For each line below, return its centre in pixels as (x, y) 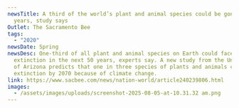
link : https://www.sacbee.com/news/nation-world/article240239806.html (116, 80)
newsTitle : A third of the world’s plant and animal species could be (114, 14)
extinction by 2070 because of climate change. (86, 73)
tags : (15, 34)
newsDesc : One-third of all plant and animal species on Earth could (113, 54)
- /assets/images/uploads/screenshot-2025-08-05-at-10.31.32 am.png (117, 93)
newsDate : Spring (33, 47)
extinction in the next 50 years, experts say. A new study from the (119, 60)
